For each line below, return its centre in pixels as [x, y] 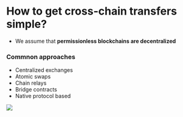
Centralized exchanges [44, 70]
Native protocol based [43, 96]
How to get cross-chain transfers [92, 11]
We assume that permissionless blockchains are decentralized [95, 41]
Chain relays [31, 83]
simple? [27, 24]
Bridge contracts [36, 90]
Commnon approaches [41, 57]
